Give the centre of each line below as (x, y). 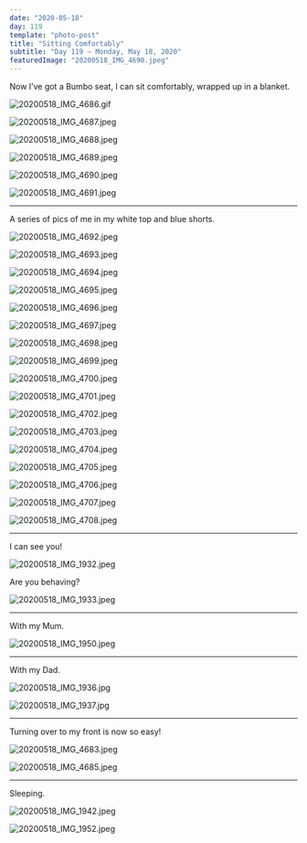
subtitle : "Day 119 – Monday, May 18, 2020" (95, 52)
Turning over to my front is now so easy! (85, 731)
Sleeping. (27, 793)
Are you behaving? (45, 582)
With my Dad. (35, 670)
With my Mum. (37, 626)
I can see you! (36, 546)
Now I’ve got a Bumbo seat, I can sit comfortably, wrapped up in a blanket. (150, 86)
